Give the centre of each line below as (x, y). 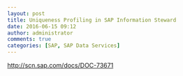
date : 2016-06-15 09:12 (42, 26)
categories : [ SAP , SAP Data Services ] (64, 46)
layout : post (26, 13)
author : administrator (40, 33)
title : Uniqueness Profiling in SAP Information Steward (92, 20)
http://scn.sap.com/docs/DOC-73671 (60, 65)
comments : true (29, 39)
